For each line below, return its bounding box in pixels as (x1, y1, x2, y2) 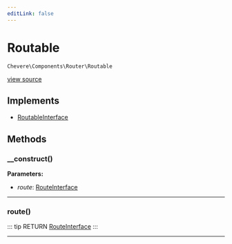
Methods (7, 133, 47, 145)
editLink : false (7, 10, 54, 17)
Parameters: (7, 170, 43, 178)
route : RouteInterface (17, 183, 78, 191)
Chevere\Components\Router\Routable (7, 63, 113, 70)
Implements (7, 95, 60, 106)
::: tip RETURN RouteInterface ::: (7, 223, 99, 231)
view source (7, 75, 42, 83)
